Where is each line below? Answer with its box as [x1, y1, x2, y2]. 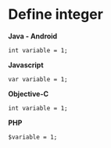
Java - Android [8, 31, 58, 41]
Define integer [8, 5, 104, 23]
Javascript [8, 60, 45, 70]
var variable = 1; [8, 75, 68, 83]
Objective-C [8, 88, 49, 99]
